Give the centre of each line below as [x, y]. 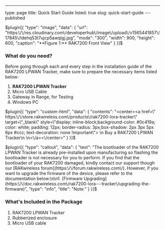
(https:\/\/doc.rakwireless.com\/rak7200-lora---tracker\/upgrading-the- [78, 184]
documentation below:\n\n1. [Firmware [44, 179]
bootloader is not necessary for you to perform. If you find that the [72, 158]
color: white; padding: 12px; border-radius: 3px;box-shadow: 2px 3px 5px [80, 127]
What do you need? [29, 56]
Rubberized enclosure [35, 218]
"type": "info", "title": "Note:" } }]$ [63, 189]
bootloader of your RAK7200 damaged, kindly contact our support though [80, 163]
